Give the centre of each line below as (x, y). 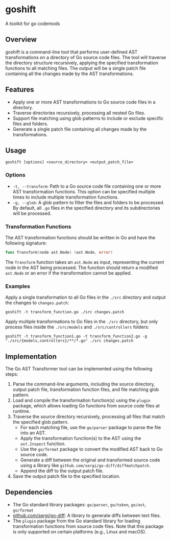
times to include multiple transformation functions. (66, 197)
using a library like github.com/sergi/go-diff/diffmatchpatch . (85, 465)
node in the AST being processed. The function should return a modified (82, 267)
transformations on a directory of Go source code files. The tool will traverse (86, 57)
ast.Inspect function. (43, 444)
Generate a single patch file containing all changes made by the (80, 129)
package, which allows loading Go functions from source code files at (86, 406)
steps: (12, 374)
